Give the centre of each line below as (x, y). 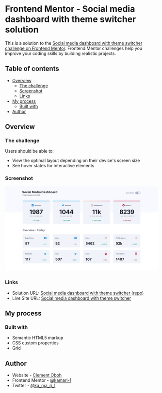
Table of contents (32, 69)
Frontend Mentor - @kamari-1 (42, 380)
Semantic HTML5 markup (38, 338)
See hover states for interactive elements (53, 166)
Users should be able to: (30, 151)
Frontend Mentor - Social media (70, 9)
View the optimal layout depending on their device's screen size (76, 161)
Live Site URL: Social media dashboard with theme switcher (72, 298)
